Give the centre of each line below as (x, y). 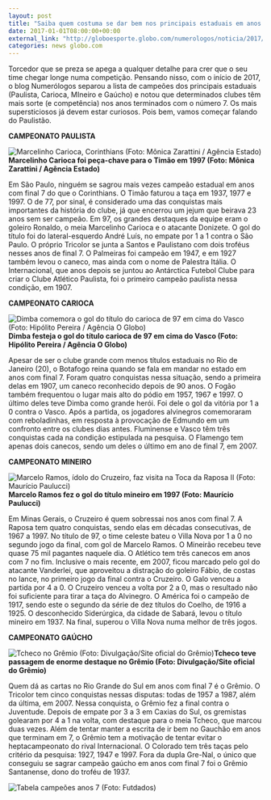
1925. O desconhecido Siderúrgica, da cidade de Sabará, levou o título (125, 613)
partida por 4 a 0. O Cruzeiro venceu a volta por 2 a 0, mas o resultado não (133, 587)
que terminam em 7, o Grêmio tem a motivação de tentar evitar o (115, 738)
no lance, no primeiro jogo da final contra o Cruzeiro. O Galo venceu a (125, 579)
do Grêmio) (27, 671)
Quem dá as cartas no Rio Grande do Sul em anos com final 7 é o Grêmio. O (134, 686)
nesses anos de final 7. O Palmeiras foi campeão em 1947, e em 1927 (122, 253)
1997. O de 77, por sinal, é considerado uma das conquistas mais (116, 202)
